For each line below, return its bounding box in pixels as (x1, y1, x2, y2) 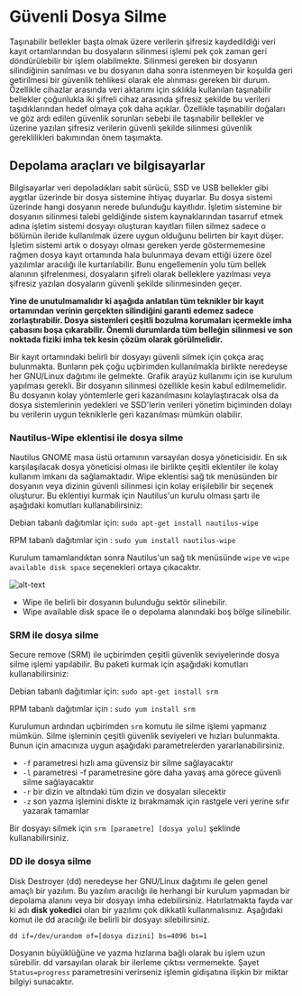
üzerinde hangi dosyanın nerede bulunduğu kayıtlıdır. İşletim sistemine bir (9, 201, 282, 212)
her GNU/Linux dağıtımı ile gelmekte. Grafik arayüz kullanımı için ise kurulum (9, 370, 293, 381)
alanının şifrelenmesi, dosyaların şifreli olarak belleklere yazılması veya (9, 268, 271, 279)
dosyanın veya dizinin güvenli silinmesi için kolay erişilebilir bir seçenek (9, 481, 274, 492)
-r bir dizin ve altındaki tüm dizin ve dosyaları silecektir (22, 787, 227, 798)
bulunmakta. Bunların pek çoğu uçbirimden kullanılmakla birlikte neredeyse (9, 361, 288, 372)
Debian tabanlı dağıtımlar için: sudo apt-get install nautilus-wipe (9, 517, 259, 529)
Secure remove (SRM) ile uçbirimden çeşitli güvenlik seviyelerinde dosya (9, 650, 279, 660)
